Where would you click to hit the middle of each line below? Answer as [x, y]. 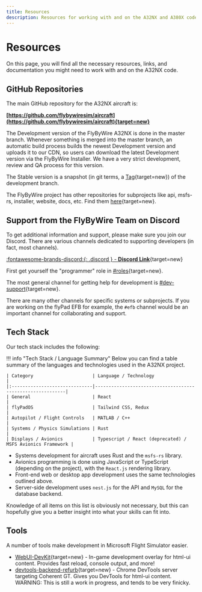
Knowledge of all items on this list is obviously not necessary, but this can [97, 505]
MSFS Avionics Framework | [40, 444]
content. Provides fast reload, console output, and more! [85, 563]
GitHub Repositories [45, 89]
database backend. [39, 493]
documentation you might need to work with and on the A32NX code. [92, 70]
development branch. [33, 183]
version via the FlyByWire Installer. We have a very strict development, [93, 159]
